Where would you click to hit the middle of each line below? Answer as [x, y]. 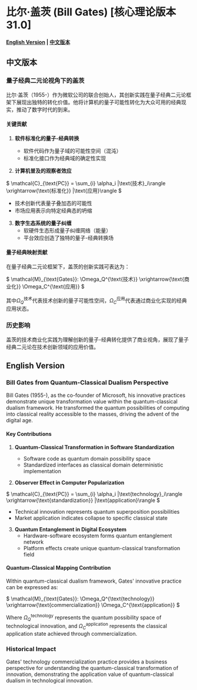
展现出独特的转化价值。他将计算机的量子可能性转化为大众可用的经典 [98, 102]
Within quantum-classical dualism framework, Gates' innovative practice [94, 581]
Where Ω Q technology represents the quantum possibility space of [84, 617]
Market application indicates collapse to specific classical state [91, 518]
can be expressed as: [32, 587]
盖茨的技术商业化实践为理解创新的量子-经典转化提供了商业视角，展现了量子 [98, 339]
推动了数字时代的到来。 [45, 109]
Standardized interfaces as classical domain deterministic [93, 465]
